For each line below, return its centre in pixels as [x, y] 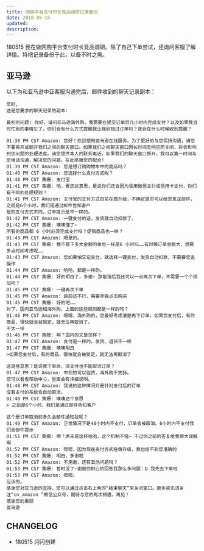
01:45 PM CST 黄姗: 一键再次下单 [45, 290]
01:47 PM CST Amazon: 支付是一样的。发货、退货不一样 [69, 342]
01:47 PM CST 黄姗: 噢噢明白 [40, 348]
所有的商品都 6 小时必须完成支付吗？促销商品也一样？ [65, 232]
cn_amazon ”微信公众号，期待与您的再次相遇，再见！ [72, 495]
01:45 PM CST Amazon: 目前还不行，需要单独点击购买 [67, 296]
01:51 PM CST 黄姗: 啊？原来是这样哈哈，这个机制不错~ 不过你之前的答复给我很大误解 [102, 436]
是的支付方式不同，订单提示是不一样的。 [49, 212]
